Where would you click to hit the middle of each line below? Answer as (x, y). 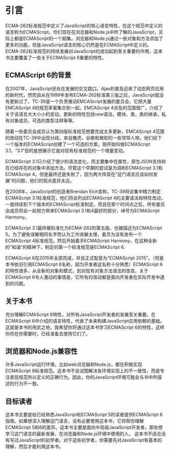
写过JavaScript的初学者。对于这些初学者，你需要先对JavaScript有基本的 (86, 440)
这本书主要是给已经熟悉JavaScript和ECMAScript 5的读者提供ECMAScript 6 (84, 415)
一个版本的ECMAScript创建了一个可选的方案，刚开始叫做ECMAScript (78, 144)
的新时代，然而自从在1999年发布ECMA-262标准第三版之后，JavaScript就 (82, 95)
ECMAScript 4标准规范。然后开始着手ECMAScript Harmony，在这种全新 (81, 240)
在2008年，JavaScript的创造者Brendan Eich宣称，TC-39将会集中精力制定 (83, 191)
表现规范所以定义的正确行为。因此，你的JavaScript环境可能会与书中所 (83, 377)
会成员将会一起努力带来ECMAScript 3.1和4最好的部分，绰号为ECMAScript (82, 211)
